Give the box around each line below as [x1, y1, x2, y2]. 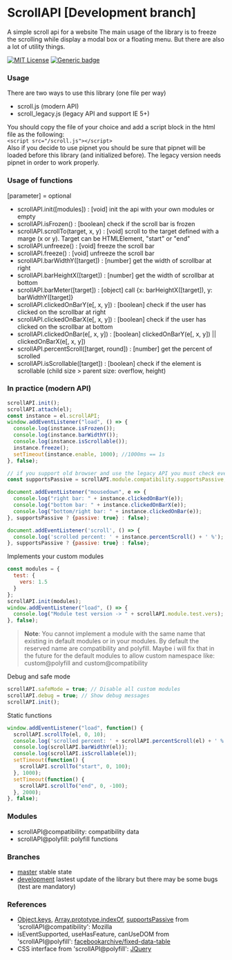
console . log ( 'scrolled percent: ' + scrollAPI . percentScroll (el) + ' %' [13, 737, 227, 744]
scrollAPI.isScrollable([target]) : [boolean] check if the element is [17, 359, 202, 367]
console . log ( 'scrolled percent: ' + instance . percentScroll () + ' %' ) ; [13, 533, 224, 540]
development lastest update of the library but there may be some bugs [17, 875, 218, 883]
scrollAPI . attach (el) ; [7, 406, 72, 413]
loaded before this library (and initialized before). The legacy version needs [7, 151, 221, 160]
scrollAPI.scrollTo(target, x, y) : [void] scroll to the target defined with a [17, 227, 220, 235]
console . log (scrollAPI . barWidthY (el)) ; [13, 744, 128, 751]
